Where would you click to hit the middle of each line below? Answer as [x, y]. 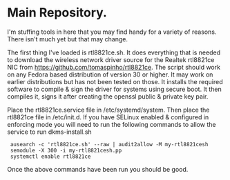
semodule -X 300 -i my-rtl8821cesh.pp [66, 150]
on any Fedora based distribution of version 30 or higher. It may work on [110, 74]
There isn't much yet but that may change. [67, 39]
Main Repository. [57, 13]
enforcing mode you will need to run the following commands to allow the [112, 124]
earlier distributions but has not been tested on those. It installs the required [115, 81]
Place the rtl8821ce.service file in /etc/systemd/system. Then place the [108, 110]
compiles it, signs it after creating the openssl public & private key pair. [108, 96]
